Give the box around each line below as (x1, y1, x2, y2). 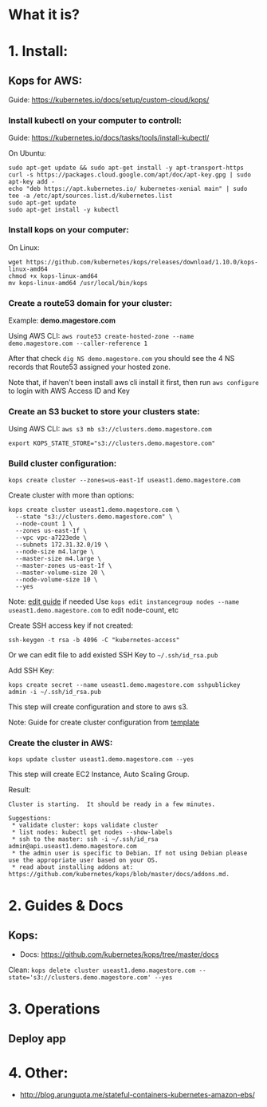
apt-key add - (8, 178, 56, 186)
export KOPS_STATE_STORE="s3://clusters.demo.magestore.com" (8, 439, 216, 448)
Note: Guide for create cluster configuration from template (8, 717, 200, 727)
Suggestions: (8, 814, 52, 822)
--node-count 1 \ (15, 519, 73, 528)
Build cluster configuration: (8, 458, 117, 469)
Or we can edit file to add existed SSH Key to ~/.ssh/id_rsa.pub (8, 649, 218, 660)
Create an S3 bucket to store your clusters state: (8, 406, 201, 417)
